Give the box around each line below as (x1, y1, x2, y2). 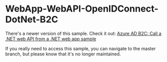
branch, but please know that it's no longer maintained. (5, 51, 121, 57)
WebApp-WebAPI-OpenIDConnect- (5, 3, 159, 15)
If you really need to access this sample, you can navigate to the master (5, 45, 156, 51)
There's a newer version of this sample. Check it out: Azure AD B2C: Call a (5, 30, 162, 36)
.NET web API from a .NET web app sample (5, 36, 97, 42)
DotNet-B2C (5, 14, 59, 25)
